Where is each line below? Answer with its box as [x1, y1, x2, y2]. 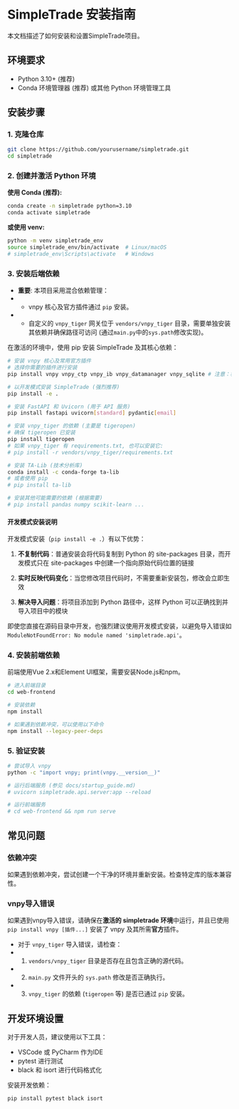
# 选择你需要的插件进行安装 [7, 364, 78, 371]
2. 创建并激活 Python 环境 [7, 171, 96, 181]
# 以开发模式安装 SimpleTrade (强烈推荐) [7, 383, 120, 390]
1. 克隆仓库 [7, 130, 44, 140]
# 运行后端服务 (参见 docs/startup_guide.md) [7, 781, 137, 789]
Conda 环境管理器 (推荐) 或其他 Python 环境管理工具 [17, 83, 171, 92]
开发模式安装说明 [7, 517, 58, 526]
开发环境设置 [7, 1012, 64, 1024]
